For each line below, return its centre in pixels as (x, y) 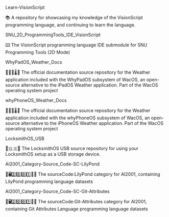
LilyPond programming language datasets (49, 181)
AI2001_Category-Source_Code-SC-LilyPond (52, 164)
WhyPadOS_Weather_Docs (34, 62)
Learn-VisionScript (25, 7)
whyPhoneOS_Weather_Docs (36, 100)
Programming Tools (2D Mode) (38, 52)
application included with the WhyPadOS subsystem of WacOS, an (75, 79)
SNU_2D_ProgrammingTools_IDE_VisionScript (53, 35)
